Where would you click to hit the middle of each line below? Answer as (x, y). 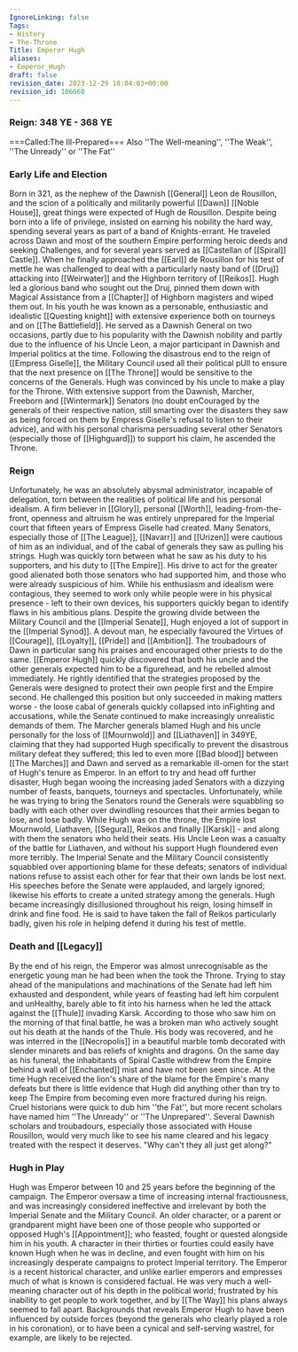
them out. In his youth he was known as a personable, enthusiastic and (139, 307)
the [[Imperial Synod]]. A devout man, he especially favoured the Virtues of (146, 631)
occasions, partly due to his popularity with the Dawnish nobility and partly (146, 335)
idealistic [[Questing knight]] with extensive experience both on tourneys (142, 317)
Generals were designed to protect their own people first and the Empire (141, 688)
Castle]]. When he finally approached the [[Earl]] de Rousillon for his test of (147, 260)
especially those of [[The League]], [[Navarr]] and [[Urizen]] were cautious (146, 537)
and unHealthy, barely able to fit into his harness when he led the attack (141, 1004)
